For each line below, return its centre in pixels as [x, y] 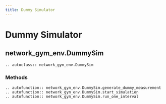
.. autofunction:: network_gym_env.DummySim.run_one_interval [72, 96]
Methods [16, 77]
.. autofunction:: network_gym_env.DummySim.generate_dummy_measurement [83, 88]
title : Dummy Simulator [30, 10]
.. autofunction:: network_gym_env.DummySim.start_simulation [72, 92]
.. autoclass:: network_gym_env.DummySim [49, 65]
